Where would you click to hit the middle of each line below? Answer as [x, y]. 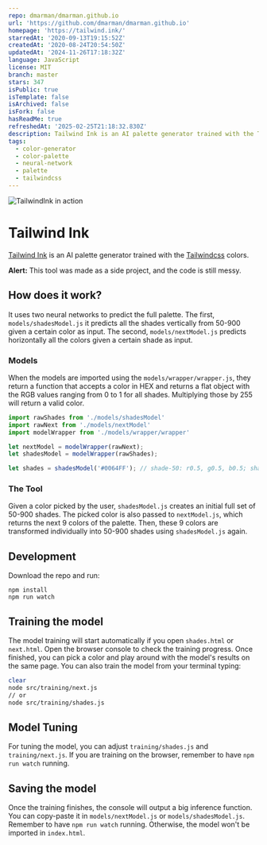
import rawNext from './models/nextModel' [79, 425]
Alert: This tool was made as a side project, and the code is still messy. [125, 270]
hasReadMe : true [35, 119]
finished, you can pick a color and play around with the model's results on [129, 657]
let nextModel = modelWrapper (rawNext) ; [76, 447]
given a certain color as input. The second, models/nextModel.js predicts [127, 331]
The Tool [25, 489]
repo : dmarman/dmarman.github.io [64, 16]
